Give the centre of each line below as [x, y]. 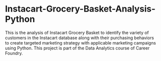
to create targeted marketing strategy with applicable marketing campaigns [80, 43]
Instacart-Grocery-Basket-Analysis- [80, 9]
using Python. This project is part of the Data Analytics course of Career [77, 48]
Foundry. [14, 53]
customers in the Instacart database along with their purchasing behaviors [80, 38]
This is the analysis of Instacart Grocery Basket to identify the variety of [77, 32]
